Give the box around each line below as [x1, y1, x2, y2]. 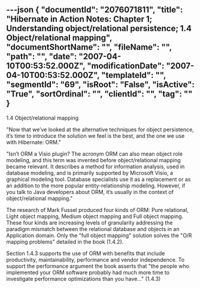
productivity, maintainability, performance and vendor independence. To [6, 256, 184, 263]
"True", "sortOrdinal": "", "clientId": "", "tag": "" [6, 89, 193, 99]
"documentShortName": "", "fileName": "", [6, 42, 172, 53]
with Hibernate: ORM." [6, 138, 62, 145]
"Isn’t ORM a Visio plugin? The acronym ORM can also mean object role [6, 150, 183, 157]
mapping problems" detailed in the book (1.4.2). [6, 238, 124, 245]
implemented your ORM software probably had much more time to [6, 269, 169, 276]
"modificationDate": [86, 61, 165, 71]
